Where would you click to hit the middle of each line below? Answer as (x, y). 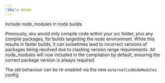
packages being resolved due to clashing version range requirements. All (80, 49)
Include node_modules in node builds (44, 24)
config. (12, 75)
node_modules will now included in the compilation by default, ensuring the (83, 55)
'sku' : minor (19, 10)
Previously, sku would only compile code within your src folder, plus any (79, 33)
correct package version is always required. (50, 60)
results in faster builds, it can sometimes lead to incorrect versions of (76, 44)
